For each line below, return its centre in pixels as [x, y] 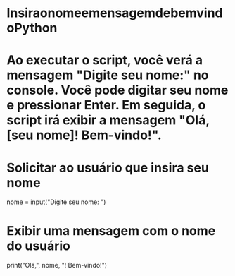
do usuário [39, 246]
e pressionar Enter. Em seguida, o [106, 106]
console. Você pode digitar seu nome [118, 90]
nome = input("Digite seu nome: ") [56, 202]
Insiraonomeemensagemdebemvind [115, 13]
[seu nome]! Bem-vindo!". [84, 135]
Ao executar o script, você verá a [105, 60]
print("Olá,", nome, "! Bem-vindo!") [57, 265]
